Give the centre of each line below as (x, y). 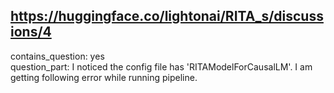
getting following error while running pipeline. (104, 77)
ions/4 (31, 32)
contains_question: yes (57, 56)
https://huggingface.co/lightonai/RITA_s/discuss (167, 16)
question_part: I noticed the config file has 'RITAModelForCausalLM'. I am (161, 66)
